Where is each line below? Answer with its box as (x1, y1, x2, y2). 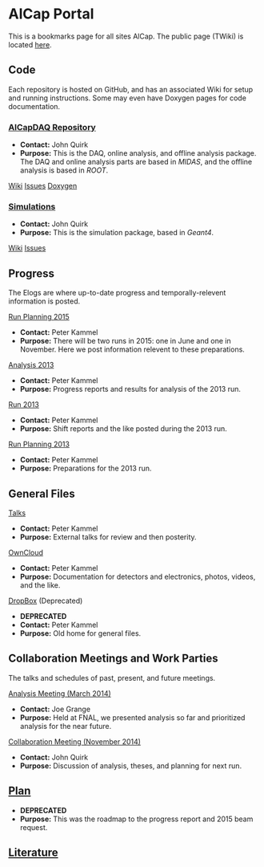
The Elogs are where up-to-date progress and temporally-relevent (8, 288, 226, 298)
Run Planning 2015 (8, 312, 70, 322)
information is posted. (8, 296, 81, 306)
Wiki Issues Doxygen (8, 181, 78, 191)
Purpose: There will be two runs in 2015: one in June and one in (19, 336, 231, 346)
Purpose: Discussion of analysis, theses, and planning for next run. (19, 760, 242, 771)
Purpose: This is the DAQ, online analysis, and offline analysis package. (19, 149, 257, 158)
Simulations (8, 201, 56, 212)
